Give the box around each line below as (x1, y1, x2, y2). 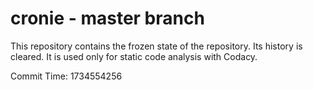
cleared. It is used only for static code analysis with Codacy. (10, 50, 258, 62)
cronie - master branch (10, 7, 205, 30)
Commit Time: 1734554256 (10, 70, 123, 82)
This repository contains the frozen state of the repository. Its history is (10, 40, 303, 52)
